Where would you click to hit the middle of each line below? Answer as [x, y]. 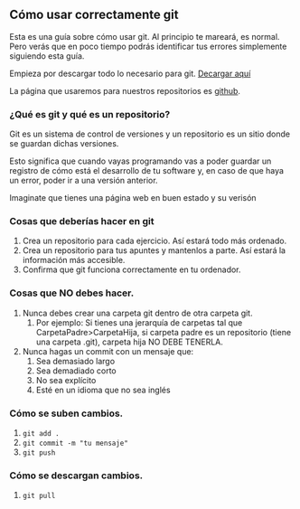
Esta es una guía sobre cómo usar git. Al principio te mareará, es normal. [145, 36]
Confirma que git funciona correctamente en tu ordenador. [131, 269]
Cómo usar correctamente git [94, 15]
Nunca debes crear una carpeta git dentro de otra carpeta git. [137, 313]
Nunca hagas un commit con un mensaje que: [108, 351]
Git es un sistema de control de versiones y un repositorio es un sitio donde [150, 134]
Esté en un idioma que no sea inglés [103, 390]
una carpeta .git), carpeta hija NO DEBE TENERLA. [130, 342]
